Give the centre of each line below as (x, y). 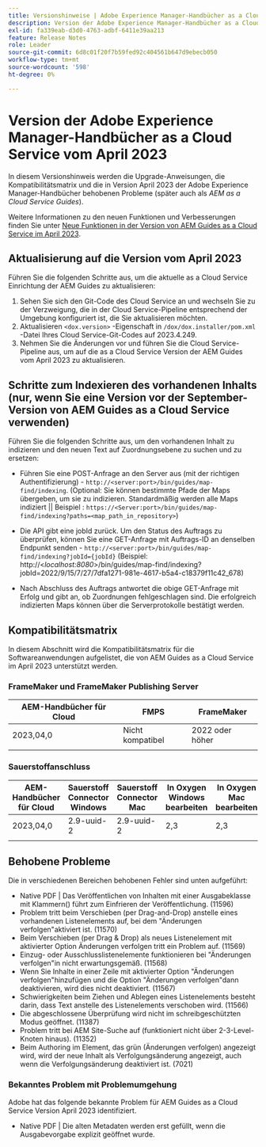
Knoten (31, 1039)
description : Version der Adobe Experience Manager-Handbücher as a (123, 23)
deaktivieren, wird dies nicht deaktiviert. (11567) (97, 989)
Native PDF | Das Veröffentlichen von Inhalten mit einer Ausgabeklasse (135, 896)
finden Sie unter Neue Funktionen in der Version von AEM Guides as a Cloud (133, 225)
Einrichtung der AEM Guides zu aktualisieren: (82, 286)
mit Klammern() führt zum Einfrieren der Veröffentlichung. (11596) (127, 905)
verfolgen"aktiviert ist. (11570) (68, 930)
